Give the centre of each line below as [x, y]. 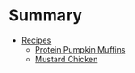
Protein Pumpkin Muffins [80, 49]
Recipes [36, 40]
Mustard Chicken [66, 59]
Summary [45, 16]
